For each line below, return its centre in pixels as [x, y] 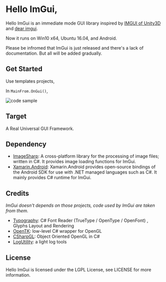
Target [16, 116]
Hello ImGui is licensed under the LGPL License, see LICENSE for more [78, 270]
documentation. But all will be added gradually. [54, 53]
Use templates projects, [30, 81]
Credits [17, 193]
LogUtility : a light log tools [40, 242]
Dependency [26, 144]
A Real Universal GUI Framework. [40, 128]
